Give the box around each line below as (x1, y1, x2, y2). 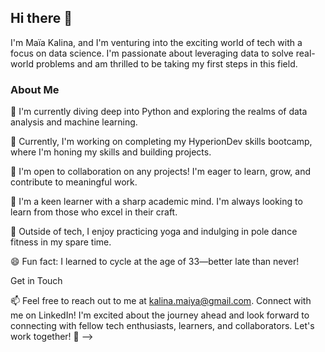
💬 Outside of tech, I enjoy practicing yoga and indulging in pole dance (10, 226, 298, 238)
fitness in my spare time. (10, 236, 112, 248)
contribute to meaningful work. (10, 176, 138, 188)
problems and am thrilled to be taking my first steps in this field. (35, 57, 298, 70)
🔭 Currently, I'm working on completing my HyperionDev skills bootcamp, (10, 136, 313, 148)
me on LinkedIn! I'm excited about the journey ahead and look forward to (10, 309, 310, 321)
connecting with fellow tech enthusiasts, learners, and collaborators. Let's (10, 320, 315, 332)
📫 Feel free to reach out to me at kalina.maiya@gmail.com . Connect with (10, 295, 312, 307)
